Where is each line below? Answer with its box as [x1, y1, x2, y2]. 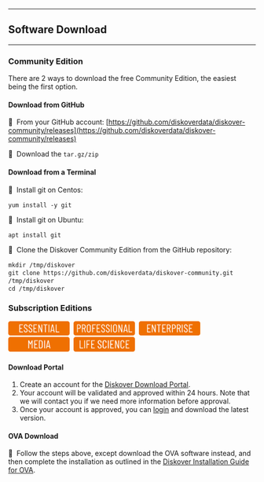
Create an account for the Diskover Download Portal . [19, 380, 191, 389]
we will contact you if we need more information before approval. [19, 396, 231, 406]
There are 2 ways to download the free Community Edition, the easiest [8, 74, 237, 83]
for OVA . [8, 465, 36, 475]
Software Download [8, 23, 108, 36]
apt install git [8, 231, 61, 239]
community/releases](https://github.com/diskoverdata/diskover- [8, 126, 216, 135]
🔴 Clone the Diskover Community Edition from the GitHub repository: [8, 245, 232, 254]
